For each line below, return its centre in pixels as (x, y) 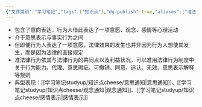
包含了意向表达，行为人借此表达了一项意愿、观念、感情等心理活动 (96, 29)
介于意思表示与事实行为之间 (49, 37)
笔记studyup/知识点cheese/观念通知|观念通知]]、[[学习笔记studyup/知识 (104, 90)
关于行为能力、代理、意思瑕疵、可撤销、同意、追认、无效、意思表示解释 (104, 67)
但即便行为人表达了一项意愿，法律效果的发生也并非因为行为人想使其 (99, 44)
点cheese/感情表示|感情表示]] (51, 97)
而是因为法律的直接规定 (54, 52)
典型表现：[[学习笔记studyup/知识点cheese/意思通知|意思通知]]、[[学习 (103, 82)
